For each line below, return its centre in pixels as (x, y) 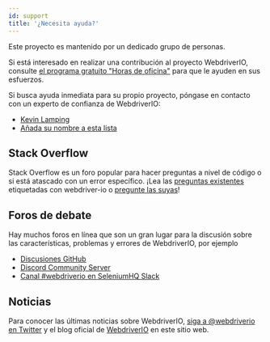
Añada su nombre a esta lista (68, 128)
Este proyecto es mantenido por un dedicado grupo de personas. (117, 46)
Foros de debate (50, 215)
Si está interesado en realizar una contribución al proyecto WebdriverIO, (129, 62)
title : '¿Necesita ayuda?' (54, 23)
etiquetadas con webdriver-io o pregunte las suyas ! (94, 190)
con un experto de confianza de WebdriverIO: (84, 103)
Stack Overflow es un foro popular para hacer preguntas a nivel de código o (135, 173)
